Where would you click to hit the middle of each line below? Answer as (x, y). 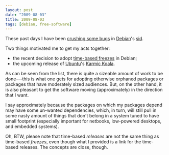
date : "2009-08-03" (26, 15)
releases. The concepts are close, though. (64, 147)
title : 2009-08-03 (25, 19)
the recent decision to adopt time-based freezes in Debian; (75, 58)
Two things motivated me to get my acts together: (58, 48)
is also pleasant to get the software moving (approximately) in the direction (84, 90)
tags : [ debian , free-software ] (39, 24)
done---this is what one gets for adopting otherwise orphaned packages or (84, 79)
